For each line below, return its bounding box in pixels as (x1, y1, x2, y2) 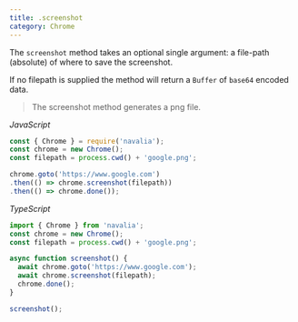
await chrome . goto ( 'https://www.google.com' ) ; (17, 263, 197, 272)
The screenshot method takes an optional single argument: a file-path (9, 46, 270, 57)
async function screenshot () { (9, 254, 128, 264)
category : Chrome (9, 22, 75, 31)
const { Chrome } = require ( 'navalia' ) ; (9, 136, 165, 146)
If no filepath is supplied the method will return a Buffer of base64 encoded (9, 74, 289, 85)
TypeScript (9, 203, 51, 214)
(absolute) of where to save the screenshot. (9, 56, 174, 67)
